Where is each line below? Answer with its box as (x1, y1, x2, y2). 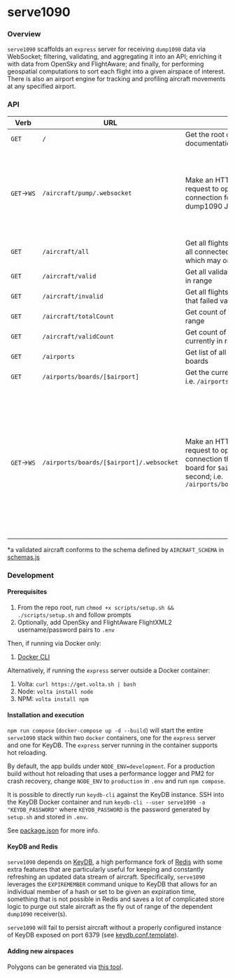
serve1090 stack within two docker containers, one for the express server (7, 734, 216, 742)
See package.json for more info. (7, 826, 100, 835)
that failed (185, 295, 218, 305)
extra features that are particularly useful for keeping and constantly (7, 865, 204, 874)
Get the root (185, 129, 225, 139)
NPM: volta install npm (17, 694, 89, 703)
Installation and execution (7, 711, 85, 719)
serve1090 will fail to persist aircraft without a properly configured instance (7, 923, 222, 932)
